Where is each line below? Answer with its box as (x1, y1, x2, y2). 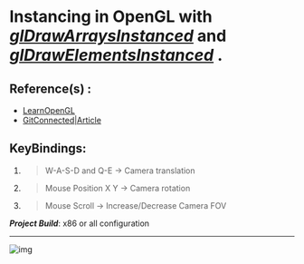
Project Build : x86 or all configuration (9, 218, 150, 229)
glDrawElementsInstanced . (9, 45, 223, 65)
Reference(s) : (9, 81, 92, 96)
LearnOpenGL (22, 105, 75, 115)
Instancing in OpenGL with (9, 6, 213, 27)
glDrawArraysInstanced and (9, 25, 227, 46)
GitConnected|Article (22, 115, 102, 125)
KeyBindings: (9, 141, 87, 156)
